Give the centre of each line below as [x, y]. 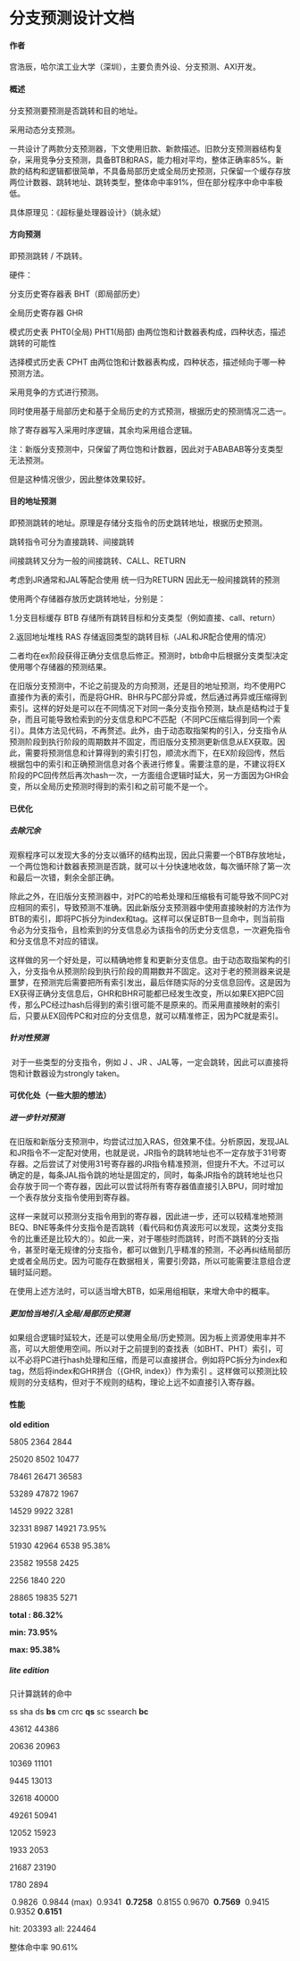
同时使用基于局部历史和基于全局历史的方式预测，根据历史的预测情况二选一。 [150, 411]
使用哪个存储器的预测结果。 [60, 667]
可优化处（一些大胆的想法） [60, 1095]
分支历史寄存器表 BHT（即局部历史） [77, 293]
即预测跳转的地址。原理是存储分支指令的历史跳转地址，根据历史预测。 [138, 523]
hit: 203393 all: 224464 [53, 1929]
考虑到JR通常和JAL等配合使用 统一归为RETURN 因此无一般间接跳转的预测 [145, 580]
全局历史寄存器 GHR [46, 313]
